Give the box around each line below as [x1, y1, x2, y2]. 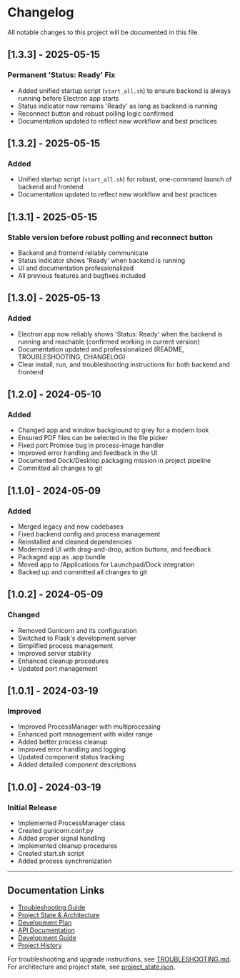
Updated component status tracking [17, 753, 124, 762]
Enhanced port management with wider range [17, 730, 154, 739]
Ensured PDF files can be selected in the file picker [17, 434, 169, 442]
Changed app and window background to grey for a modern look [17, 426, 209, 434]
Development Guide [17, 933, 76, 942]
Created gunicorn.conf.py [17, 827, 94, 835]
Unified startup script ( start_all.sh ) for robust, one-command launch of [17, 175, 232, 184]
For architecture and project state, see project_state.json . [7, 962, 176, 971]
